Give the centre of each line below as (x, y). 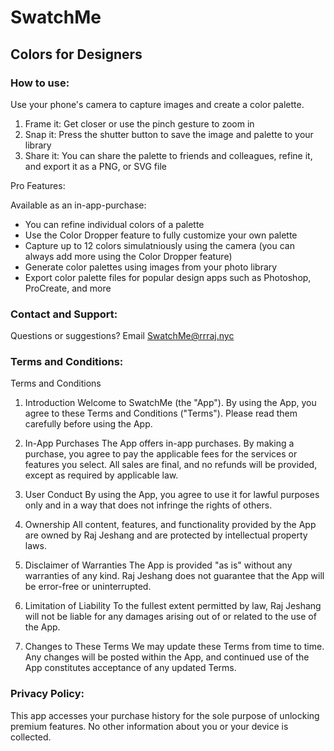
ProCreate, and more (68, 288)
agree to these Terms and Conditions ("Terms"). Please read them (161, 413)
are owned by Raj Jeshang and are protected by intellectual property (166, 535)
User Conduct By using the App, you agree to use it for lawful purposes (172, 495)
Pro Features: (38, 185)
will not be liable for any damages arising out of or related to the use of (170, 617)
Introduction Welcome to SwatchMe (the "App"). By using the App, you (170, 403)
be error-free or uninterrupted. (88, 587)
